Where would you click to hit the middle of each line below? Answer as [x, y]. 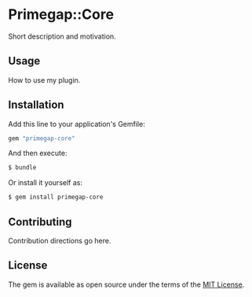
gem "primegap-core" [42, 138]
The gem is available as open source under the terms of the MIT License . [126, 284]
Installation [36, 105]
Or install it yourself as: [45, 183]
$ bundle [22, 168]
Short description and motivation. [62, 36]
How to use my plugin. [44, 80]
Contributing [40, 222]
